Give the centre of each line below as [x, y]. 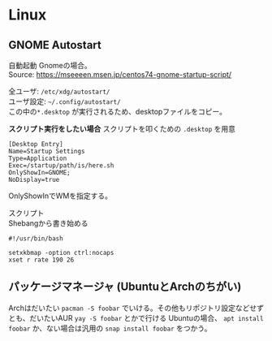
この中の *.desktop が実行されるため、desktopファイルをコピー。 [118, 112]
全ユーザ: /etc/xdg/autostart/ [59, 91]
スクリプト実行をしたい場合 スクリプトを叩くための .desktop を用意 [122, 129]
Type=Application [38, 158]
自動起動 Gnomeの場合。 [50, 65]
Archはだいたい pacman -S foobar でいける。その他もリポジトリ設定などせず [136, 308]
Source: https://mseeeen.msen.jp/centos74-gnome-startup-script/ [120, 74]
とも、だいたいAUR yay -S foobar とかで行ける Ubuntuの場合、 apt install [136, 317]
